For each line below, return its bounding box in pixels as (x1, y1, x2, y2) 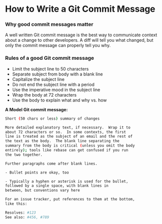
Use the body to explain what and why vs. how (12, 97, 107, 103)
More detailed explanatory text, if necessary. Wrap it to (5, 125, 131, 130)
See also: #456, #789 (5, 215, 50, 220)
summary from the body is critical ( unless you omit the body (5, 143, 135, 148)
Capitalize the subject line (12, 76, 65, 82)
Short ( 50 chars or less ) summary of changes (5, 116, 100, 121)
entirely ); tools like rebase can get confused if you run (5, 148, 129, 153)
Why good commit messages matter (5, 21, 94, 28)
